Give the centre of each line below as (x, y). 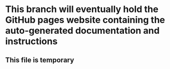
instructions (31, 42)
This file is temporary (40, 60)
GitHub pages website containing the (85, 20)
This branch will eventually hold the (82, 9)
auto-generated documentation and (82, 31)
